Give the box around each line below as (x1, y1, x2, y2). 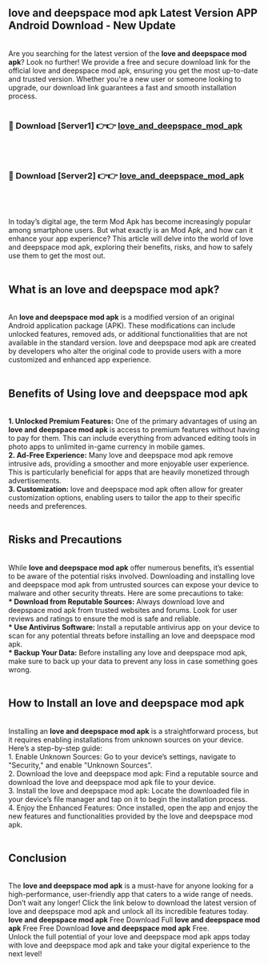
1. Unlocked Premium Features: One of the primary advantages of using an (8, 416, 258, 426)
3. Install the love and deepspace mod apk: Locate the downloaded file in (8, 786, 250, 795)
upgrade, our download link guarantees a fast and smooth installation (8, 82, 238, 92)
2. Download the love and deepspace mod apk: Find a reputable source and (8, 768, 258, 779)
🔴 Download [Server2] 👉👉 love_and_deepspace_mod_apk (8, 170, 245, 182)
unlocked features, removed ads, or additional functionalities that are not (8, 330, 248, 339)
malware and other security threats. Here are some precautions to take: (8, 588, 244, 598)
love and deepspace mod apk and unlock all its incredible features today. (8, 907, 250, 916)
